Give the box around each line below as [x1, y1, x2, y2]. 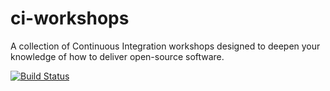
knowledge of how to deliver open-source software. [10, 50, 225, 62]
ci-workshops [10, 7, 130, 30]
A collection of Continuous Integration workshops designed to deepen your [10, 40, 321, 52]
